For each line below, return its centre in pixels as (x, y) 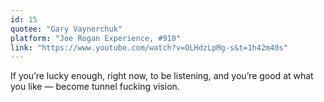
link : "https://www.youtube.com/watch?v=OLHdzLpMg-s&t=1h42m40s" (149, 47)
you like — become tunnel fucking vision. (95, 87)
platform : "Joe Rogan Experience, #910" (96, 38)
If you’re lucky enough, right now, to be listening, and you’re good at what (162, 76)
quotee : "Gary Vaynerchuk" (66, 29)
